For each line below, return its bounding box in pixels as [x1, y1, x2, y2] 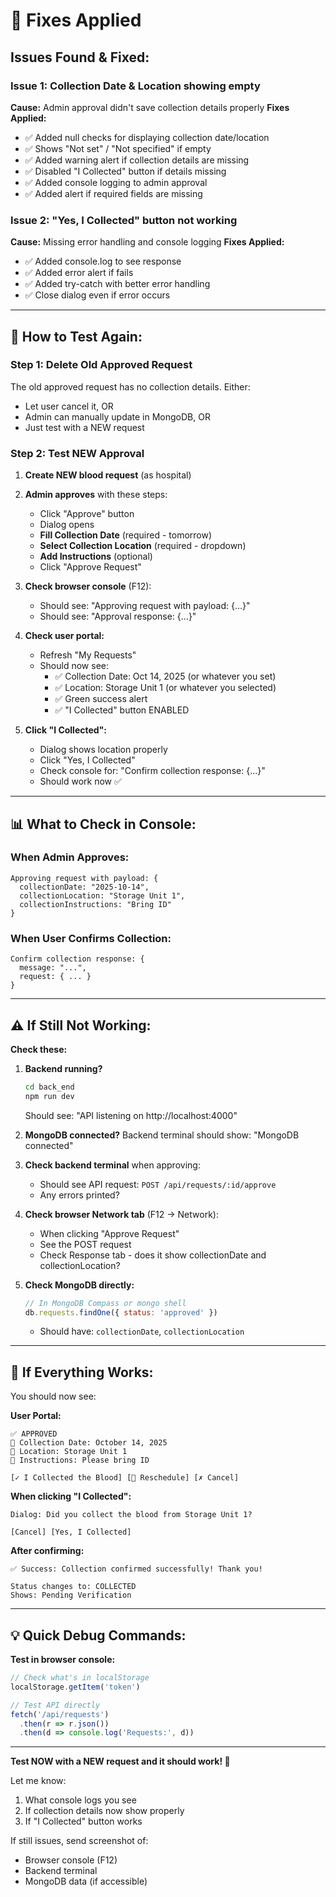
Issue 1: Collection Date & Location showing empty [10, 79, 261, 93]
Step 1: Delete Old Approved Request [10, 358, 193, 372]
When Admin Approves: [10, 850, 130, 864]
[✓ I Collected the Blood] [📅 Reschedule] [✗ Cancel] [10, 1473, 240, 1483]
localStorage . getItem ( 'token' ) [10, 1682, 141, 1692]
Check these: [10, 1043, 68, 1055]
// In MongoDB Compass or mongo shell [24, 1298, 187, 1308]
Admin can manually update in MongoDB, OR [24, 410, 211, 423]
